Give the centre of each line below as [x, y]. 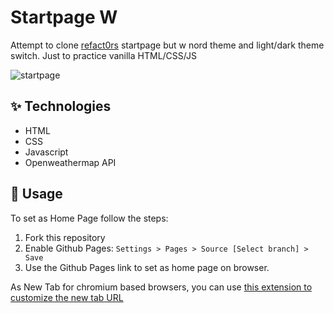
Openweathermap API [70, 162]
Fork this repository [65, 237]
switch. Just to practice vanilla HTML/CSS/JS [103, 55]
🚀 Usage [36, 194]
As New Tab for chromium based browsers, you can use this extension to [161, 287]
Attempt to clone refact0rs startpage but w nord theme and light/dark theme [167, 45]
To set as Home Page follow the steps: [89, 218]
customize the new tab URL [67, 297]
